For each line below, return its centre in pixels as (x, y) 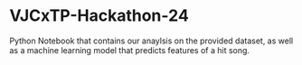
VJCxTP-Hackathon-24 (99, 16)
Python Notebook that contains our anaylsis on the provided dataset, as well (151, 41)
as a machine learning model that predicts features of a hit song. (130, 50)
